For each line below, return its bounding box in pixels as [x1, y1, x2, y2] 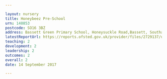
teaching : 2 [5, 39, 30, 44]
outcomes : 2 [5, 53, 30, 58]
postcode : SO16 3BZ [5, 25, 46, 30]
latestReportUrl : [5, 35, 41, 39]
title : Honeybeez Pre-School [5, 16, 66, 21]
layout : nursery [5, 11, 39, 16]
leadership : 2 [5, 48, 35, 53]
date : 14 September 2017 [5, 62, 57, 67]
